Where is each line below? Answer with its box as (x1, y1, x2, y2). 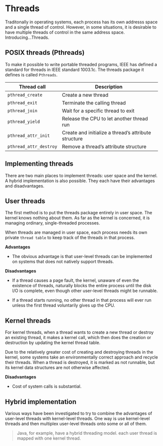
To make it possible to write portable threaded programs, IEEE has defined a (5, 61, 157, 67)
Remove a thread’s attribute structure (62, 143, 147, 150)
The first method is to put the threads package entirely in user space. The (5, 210, 153, 216)
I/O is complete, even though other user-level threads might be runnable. (12, 288, 158, 294)
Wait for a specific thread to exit (62, 107, 135, 114)
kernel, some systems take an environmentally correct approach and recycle (5, 354, 158, 360)
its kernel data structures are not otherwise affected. (5, 365, 110, 371)
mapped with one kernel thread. (16, 435, 81, 441)
